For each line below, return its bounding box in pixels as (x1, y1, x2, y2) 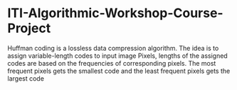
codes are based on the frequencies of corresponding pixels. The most (7, 59, 216, 67)
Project (7, 20, 51, 36)
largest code (7, 74, 45, 83)
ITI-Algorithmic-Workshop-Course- (7, 5, 223, 21)
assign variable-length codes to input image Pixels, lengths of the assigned (7, 51, 228, 60)
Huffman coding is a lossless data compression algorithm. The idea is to (7, 44, 219, 52)
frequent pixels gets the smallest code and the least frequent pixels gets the (7, 66, 231, 75)
